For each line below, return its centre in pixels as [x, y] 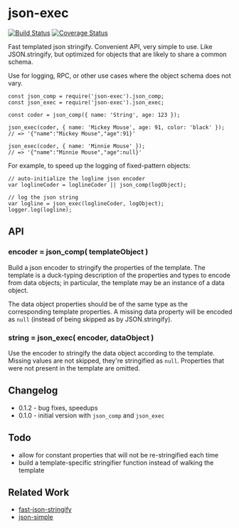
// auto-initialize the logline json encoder [76, 178]
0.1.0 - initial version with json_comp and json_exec [91, 415]
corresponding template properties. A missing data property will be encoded [120, 311]
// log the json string [43, 197]
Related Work [39, 492]
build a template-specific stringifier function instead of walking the [116, 462]
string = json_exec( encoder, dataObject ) [81, 338]
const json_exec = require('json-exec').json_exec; [86, 102]
